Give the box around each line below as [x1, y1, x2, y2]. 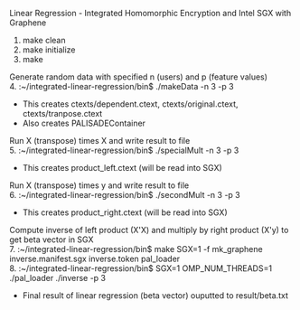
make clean [22, 35, 66, 45]
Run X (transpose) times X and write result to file [9, 136, 191, 146]
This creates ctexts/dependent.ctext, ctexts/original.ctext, [22, 99, 239, 109]
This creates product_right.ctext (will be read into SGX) [22, 207, 228, 218]
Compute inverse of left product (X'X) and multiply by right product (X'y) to [9, 225, 289, 235]
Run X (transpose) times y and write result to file [9, 180, 190, 191]
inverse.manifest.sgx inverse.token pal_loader [9, 253, 181, 264]
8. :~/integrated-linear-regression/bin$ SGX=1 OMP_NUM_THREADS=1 [9, 263, 273, 274]
